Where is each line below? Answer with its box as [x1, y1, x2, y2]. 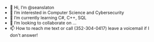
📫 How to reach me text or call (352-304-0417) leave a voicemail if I [9, 26, 149, 31]
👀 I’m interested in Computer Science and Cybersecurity [9, 10, 124, 15]
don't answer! [9, 32, 38, 38]
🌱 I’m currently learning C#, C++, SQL [9, 15, 87, 20]
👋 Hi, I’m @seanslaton [9, 5, 55, 10]
